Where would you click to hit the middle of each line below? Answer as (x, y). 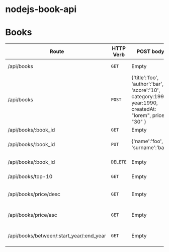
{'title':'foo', (145, 78)
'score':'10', (146, 90)
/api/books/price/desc (34, 194)
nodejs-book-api (41, 9)
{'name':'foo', (147, 141)
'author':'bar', (148, 84)
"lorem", (141, 115)
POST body (150, 51)
